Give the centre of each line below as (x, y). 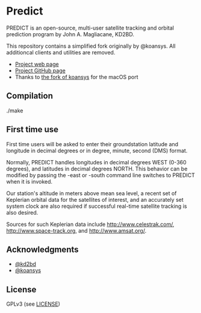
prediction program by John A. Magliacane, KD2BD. (70, 34)
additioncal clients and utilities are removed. (61, 52)
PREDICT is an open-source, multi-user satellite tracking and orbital (90, 28)
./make (15, 111)
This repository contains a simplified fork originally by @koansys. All (91, 46)
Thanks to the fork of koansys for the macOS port (76, 77)
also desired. (22, 212)
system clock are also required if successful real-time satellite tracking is (97, 206)
